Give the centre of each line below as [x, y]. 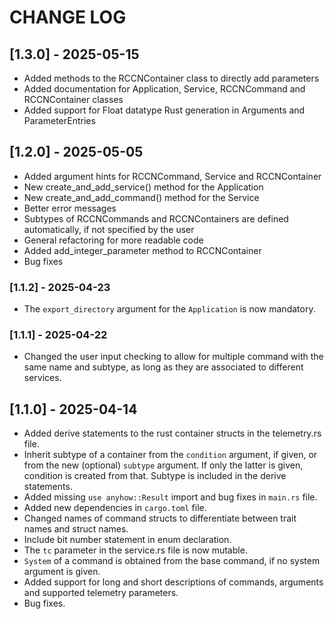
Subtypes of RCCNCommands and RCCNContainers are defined [156, 218]
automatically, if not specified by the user [109, 229]
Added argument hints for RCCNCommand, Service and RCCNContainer [172, 176]
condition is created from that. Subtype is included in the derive [155, 476]
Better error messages [70, 208]
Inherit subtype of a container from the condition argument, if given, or [170, 455]
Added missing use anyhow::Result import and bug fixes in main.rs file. [170, 497]
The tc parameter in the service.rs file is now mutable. [135, 550]
